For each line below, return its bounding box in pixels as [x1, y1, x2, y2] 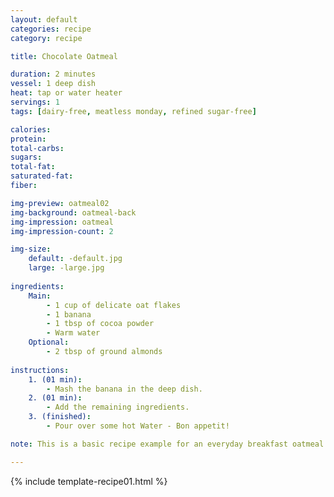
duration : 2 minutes [10, 69, 97, 80]
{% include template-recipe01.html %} [10, 475, 168, 487]
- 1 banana [46, 309, 92, 320]
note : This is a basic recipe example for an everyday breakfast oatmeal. [10, 439, 329, 449]
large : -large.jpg [28, 263, 105, 273]
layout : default [10, 14, 78, 25]
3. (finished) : [28, 412, 92, 422]
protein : [10, 134, 47, 144]
